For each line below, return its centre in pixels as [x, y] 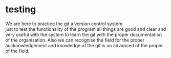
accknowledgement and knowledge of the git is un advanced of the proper [84, 45]
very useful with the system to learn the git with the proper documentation [84, 34]
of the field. [17, 51]
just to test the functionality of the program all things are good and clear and [86, 29]
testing [21, 9]
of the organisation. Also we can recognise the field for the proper [75, 40]
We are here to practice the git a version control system [64, 24]
